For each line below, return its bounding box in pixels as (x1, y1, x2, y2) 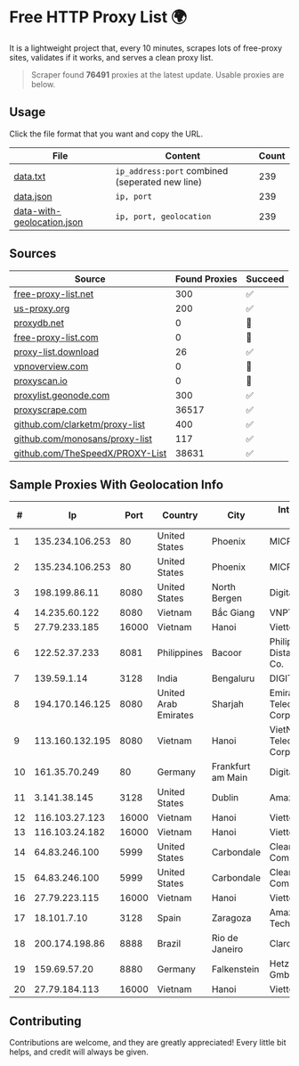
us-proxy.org (13, 302, 70, 315)
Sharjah (212, 698, 245, 710)
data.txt (13, 170, 46, 183)
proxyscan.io (13, 374, 69, 387)
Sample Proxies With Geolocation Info (9, 477, 224, 492)
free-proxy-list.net (13, 287, 94, 299)
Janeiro (212, 943, 244, 955)
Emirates (157, 709, 194, 722)
